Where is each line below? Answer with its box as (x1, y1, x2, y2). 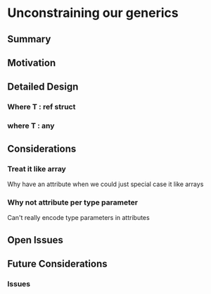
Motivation (7, 56, 56, 68)
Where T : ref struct (7, 102, 76, 112)
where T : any (7, 121, 55, 131)
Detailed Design (7, 81, 79, 93)
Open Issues (7, 234, 63, 246)
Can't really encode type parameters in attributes (7, 214, 150, 222)
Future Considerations (7, 257, 108, 269)
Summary (7, 33, 51, 45)
